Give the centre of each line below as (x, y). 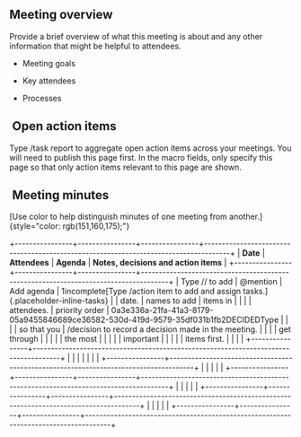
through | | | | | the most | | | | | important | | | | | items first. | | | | (127, 339)
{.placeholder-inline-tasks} (59, 301)
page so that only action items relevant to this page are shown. (126, 167)
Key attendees (49, 81)
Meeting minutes (61, 195)
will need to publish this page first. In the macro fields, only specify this (141, 157)
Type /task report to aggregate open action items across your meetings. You (150, 148)
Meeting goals (49, 63)
